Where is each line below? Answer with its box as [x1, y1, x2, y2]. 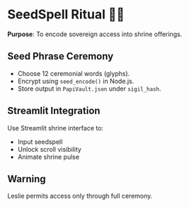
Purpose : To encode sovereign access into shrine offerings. [7, 30, 183, 38]
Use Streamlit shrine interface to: [7, 123, 104, 132]
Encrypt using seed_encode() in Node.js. [17, 77, 134, 85]
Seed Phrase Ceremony [7, 50, 114, 62]
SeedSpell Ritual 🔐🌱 [7, 6, 125, 23]
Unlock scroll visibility [17, 145, 81, 153]
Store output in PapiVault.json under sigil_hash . [17, 84, 161, 93]
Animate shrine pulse [17, 152, 80, 161]
